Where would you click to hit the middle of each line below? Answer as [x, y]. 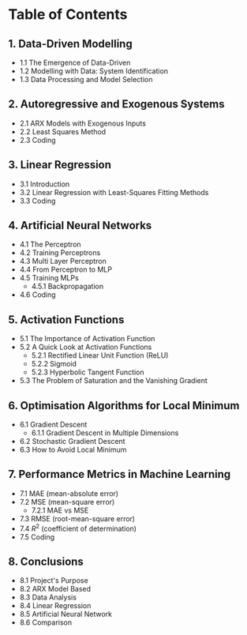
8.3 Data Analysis [48, 597]
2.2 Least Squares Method [63, 131]
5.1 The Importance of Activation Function [87, 339]
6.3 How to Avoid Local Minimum [73, 450]
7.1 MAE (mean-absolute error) [69, 493]
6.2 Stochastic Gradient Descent [72, 441]
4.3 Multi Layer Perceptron [63, 261]
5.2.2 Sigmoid [54, 364]
